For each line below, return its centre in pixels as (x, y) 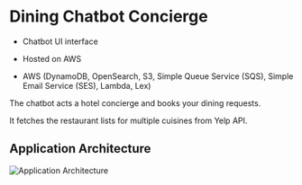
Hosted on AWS (52, 58)
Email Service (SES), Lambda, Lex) (87, 85)
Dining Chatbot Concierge (109, 17)
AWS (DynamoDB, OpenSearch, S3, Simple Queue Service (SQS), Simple (158, 76)
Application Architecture (80, 149)
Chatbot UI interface (60, 41)
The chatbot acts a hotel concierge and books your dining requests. (135, 103)
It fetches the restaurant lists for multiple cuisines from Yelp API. (128, 120)
